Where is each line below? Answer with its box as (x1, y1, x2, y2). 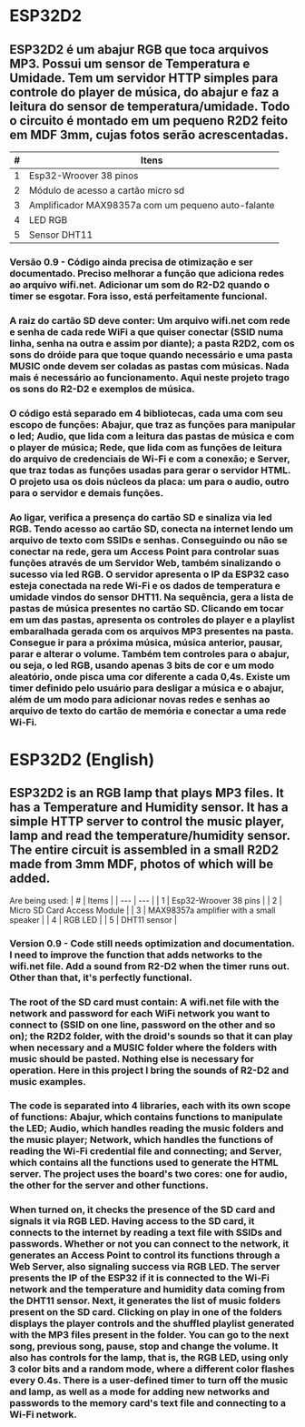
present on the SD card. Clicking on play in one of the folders (9, 1306, 283, 1319)
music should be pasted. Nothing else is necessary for (9, 1052, 254, 1065)
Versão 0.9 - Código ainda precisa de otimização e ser (9, 256, 253, 268)
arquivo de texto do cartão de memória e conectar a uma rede (9, 704, 287, 717)
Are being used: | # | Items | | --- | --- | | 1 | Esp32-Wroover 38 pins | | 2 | (9, 895, 283, 906)
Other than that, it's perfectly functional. (9, 971, 192, 984)
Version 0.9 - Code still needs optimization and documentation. (9, 936, 295, 949)
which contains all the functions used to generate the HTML (9, 1157, 279, 1169)
